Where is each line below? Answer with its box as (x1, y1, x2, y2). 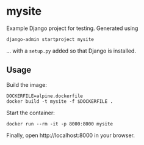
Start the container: (6, 109, 55, 116)
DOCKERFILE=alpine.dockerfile (6, 93, 84, 99)
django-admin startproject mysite (6, 36, 95, 42)
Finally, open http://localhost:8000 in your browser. (6, 132, 135, 139)
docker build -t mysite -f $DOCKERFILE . (6, 98, 113, 105)
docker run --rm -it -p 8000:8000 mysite (6, 121, 113, 127)
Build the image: (6, 81, 47, 88)
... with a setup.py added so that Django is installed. (6, 47, 136, 54)
